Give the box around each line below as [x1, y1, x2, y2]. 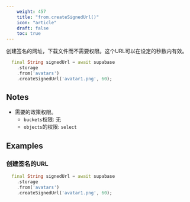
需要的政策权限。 [14, 109, 57, 116]
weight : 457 [17, 8, 46, 15]
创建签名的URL [6, 159, 49, 168]
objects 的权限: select [23, 123, 77, 131]
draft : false [17, 25, 49, 31]
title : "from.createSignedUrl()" [17, 14, 99, 20]
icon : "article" [17, 19, 57, 25]
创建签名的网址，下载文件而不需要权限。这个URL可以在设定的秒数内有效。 [6, 48, 188, 55]
